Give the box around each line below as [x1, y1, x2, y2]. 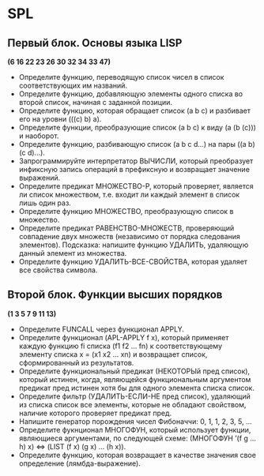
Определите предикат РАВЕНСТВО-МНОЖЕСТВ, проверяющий [18, 223, 235, 233]
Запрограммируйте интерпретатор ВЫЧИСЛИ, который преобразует [18, 156, 254, 166]
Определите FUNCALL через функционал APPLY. [18, 324, 185, 334]
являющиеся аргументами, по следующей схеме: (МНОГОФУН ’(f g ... [18, 433, 256, 443]
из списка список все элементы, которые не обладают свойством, [18, 399, 247, 409]
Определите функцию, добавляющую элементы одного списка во [18, 89, 243, 99]
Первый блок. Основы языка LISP [7, 36, 183, 50]
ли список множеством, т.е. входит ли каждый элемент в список [18, 190, 240, 199]
